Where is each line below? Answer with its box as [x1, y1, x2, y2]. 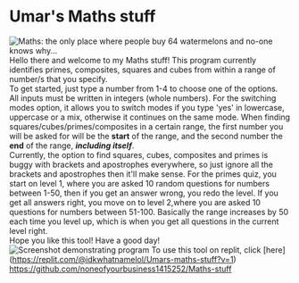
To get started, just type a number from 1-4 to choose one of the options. [9, 83, 278, 94]
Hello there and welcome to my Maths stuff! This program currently [9, 54, 257, 65]
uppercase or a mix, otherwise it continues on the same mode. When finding [9, 112, 291, 122]
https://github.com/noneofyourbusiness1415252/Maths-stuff [9, 263, 232, 274]
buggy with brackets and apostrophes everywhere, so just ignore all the [9, 159, 274, 170]
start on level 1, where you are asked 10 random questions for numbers [9, 178, 270, 188]
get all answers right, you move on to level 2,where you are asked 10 [9, 196, 262, 207]
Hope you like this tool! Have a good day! [9, 235, 161, 246]
